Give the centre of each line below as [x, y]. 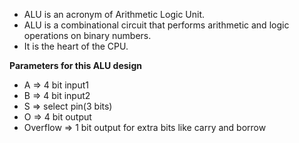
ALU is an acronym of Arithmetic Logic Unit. [114, 14]
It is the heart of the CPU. [76, 46]
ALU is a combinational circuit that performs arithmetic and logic [156, 25]
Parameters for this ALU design [75, 65]
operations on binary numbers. [87, 35]
